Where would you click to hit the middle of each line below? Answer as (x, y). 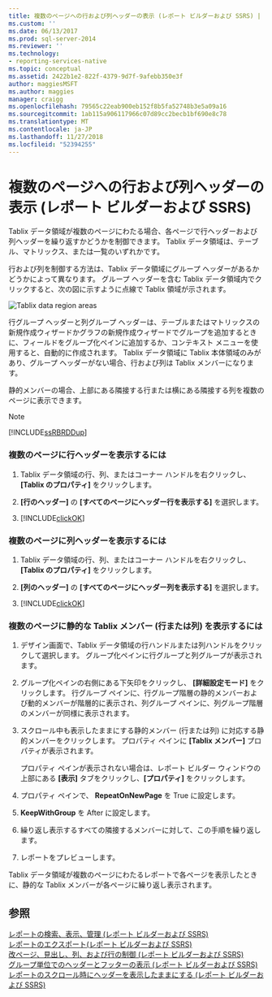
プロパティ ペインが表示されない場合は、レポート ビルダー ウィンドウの (140, 768)
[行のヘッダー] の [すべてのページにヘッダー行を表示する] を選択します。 (142, 501)
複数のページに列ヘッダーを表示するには (87, 540)
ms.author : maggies (41, 91)
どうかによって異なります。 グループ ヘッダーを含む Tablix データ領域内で (132, 279)
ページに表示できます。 (47, 401)
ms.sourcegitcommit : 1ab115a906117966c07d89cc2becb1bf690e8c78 (118, 115)
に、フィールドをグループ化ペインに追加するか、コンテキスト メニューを (130, 343)
